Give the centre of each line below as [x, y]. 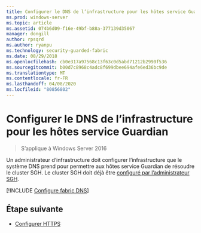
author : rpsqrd [25, 39]
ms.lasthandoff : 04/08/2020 [41, 84]
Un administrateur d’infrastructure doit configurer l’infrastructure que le [94, 160]
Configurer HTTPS [38, 223]
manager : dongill [28, 34]
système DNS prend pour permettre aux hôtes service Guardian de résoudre [100, 166]
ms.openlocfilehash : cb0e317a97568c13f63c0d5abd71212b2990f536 [87, 62]
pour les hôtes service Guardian [87, 132]
